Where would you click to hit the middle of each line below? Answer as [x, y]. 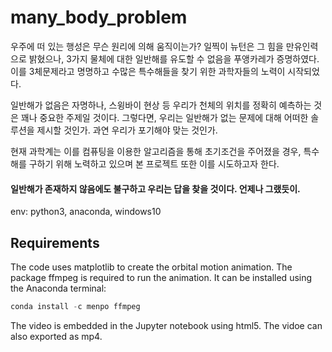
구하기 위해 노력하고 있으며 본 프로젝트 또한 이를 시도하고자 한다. [154, 163]
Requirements [55, 242]
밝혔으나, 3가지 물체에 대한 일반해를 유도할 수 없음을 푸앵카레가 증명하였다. [174, 58]
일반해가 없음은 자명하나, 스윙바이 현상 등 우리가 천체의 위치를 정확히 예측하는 [161, 105]
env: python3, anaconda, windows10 [86, 212]
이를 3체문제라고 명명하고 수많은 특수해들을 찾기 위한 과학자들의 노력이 [148, 71]
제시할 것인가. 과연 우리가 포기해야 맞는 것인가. [127, 130]
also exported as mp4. [56, 336]
